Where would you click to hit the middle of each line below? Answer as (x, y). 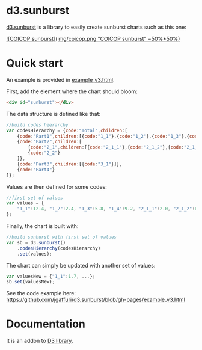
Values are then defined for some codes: (57, 186)
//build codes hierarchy (37, 125)
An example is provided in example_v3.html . (60, 79)
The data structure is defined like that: (54, 114)
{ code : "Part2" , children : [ (50, 142)
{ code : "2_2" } (44, 153)
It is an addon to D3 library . (40, 341)
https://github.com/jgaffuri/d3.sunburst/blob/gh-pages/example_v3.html (96, 300)
